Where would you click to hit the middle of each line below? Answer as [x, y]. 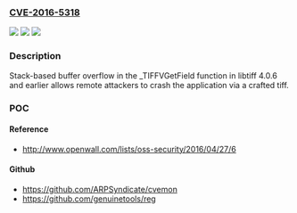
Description [35, 56]
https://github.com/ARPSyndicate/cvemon [100, 189]
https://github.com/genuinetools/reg [89, 199]
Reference [29, 129]
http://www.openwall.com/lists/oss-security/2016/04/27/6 [129, 149]
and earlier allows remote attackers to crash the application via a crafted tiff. [149, 85]
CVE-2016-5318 [45, 12]
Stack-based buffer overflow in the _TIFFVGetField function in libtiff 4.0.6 [144, 75]
